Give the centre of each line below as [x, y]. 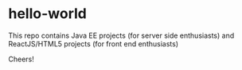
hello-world [48, 14]
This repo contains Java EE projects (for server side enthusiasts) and [121, 35]
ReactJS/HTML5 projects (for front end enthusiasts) [94, 43]
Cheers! [21, 59]
